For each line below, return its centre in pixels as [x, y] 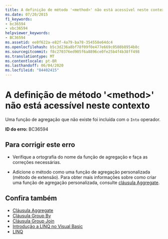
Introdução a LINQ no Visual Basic [47, 226]
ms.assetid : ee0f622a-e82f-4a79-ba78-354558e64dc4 [59, 42]
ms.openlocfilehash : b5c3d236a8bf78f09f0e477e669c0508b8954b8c [72, 47]
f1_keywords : [19, 19]
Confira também [31, 198]
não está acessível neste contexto [77, 106]
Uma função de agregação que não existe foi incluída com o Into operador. [83, 119]
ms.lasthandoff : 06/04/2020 [34, 65]
